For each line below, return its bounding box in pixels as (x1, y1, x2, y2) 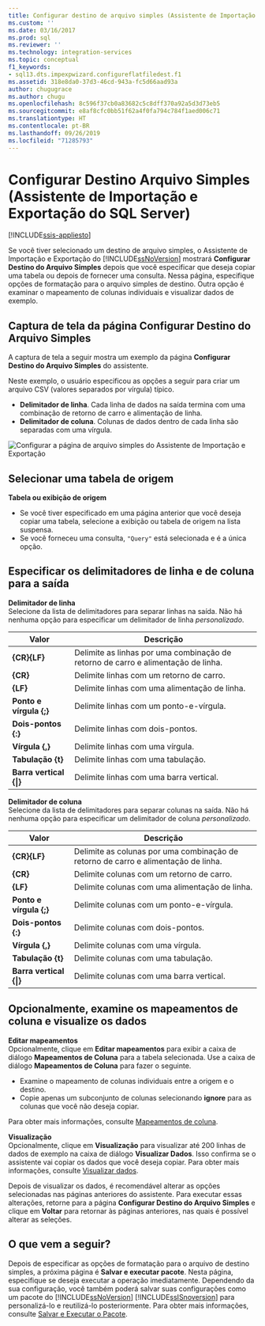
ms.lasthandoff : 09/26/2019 (8, 129, 101, 137)
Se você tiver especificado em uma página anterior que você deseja (19, 508, 242, 518)
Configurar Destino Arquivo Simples (8, 171, 250, 188)
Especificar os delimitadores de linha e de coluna (8, 565, 255, 578)
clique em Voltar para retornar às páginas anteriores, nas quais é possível (8, 1206, 248, 1215)
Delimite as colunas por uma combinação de (73, 846, 239, 857)
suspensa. (19, 525, 54, 535)
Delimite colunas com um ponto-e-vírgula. (73, 899, 233, 910)
